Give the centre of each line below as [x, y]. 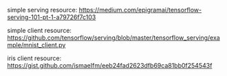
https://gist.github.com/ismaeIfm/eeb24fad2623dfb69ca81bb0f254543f [110, 65]
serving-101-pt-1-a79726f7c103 [52, 17]
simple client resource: [40, 30]
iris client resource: [34, 58]
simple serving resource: [42, 10]
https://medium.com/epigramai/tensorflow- [140, 10]
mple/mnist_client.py [36, 45]
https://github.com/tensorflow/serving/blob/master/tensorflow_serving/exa [113, 38]
